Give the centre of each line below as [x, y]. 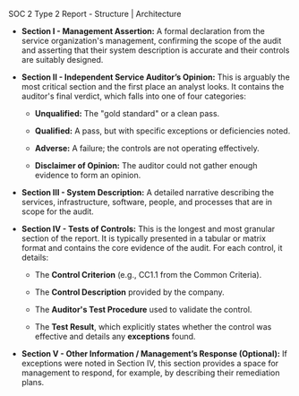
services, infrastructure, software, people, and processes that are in [147, 202]
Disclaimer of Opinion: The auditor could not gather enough [146, 165]
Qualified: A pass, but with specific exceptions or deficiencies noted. [162, 131]
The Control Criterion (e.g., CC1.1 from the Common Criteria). [148, 275]
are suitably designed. [62, 60]
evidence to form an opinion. [88, 175]
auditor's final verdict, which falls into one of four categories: [134, 96]
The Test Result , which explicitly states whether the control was [153, 327]
